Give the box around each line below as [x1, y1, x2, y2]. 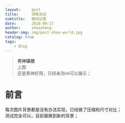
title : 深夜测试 [5, 12, 47, 17]
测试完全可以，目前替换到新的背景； [5, 113, 79, 119]
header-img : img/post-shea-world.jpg [5, 30, 83, 35]
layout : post [5, 7, 41, 12]
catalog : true [5, 35, 34, 40]
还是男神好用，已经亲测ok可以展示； [17, 70, 92, 76]
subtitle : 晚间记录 [5, 16, 47, 21]
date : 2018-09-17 [5, 21, 54, 26]
